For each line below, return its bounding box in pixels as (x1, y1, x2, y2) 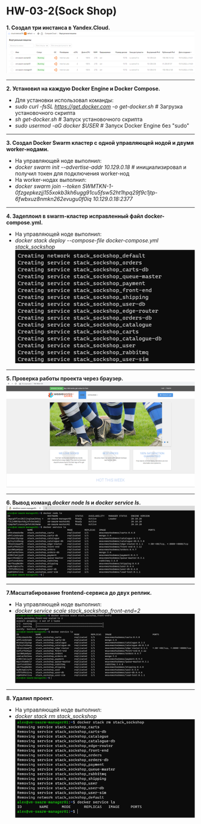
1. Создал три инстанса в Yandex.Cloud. (6, 24, 111, 31)
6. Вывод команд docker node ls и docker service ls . (6, 498, 141, 506)
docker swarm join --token (14, 183, 81, 190)
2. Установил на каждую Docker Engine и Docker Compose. (6, 85, 160, 92)
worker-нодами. (6, 145, 49, 153)
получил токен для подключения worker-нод (14, 170, 130, 177)
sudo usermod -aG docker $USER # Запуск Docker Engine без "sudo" (14, 122, 190, 129)
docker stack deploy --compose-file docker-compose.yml (14, 237, 159, 244)
